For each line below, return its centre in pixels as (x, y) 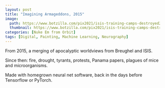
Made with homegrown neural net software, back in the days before (74, 75)
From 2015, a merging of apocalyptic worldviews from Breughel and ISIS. (79, 51)
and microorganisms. (27, 65)
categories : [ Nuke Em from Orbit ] (41, 32)
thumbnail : (21, 28)
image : (12, 19)
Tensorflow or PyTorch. (29, 80)
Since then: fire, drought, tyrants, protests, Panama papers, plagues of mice (82, 60)
